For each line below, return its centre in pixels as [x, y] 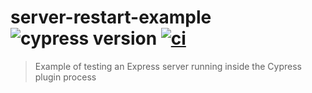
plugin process [65, 77]
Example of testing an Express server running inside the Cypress [168, 66]
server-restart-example [111, 17]
